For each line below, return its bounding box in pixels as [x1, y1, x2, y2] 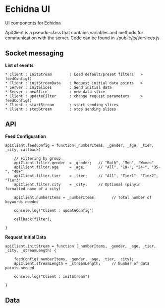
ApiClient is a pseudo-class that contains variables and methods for [5, 29, 144, 35]
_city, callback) [5, 147, 41, 152]
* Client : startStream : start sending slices [5, 102, 119, 107]
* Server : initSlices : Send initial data [5, 85, 112, 90]
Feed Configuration [5, 133, 46, 139]
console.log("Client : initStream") [14, 274, 90, 279]
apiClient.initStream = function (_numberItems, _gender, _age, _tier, [5, 244, 156, 248]
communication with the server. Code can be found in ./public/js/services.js [5, 35, 160, 41]
